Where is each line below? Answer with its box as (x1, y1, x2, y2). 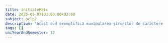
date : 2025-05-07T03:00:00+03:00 (5, 12, 75, 17)
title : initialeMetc (5, 7, 49, 12)
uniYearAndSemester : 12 (5, 30, 55, 35)
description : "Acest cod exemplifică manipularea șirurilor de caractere (5, 21, 163, 26)
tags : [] (5, 26, 24, 31)
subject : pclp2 (5, 16, 37, 21)
